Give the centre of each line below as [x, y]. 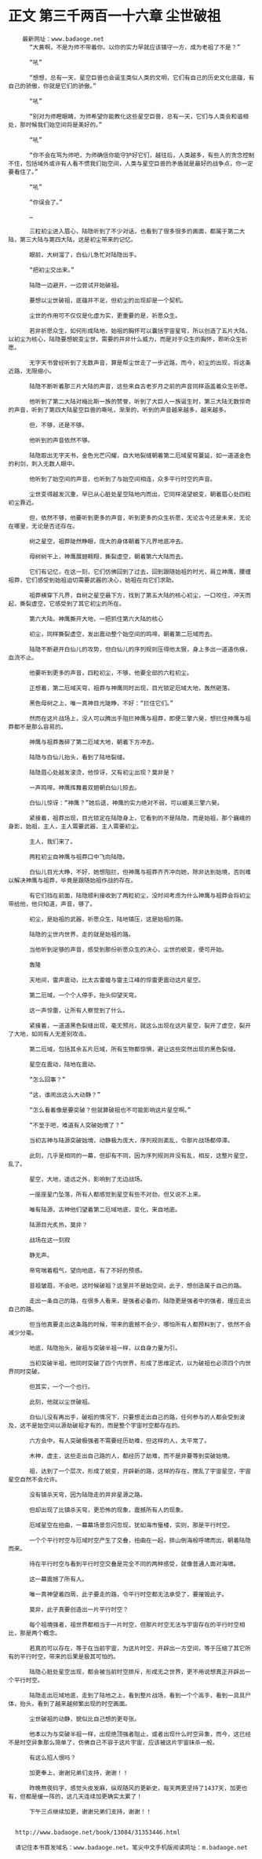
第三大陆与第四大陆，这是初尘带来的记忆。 [78, 239]
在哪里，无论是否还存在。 [43, 526]
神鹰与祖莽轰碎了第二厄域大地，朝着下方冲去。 [93, 742]
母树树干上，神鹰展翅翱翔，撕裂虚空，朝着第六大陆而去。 [108, 557]
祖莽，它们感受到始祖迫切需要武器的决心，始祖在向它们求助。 [93, 580]
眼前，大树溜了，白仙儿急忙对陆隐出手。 [84, 255]
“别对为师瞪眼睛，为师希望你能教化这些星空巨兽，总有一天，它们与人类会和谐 [136, 116]
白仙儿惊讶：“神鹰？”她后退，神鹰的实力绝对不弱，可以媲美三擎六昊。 [126, 803]
